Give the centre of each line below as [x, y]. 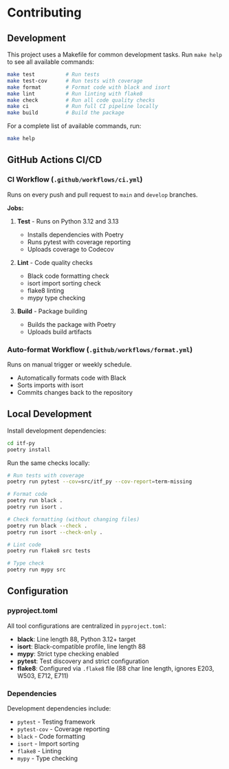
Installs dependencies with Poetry [75, 235]
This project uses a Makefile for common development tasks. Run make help [115, 54]
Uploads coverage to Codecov [71, 249]
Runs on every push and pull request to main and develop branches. [102, 195]
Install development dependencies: [57, 431]
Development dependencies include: [59, 708]
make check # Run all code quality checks [81, 100]
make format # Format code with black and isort [89, 87]
